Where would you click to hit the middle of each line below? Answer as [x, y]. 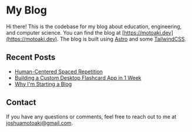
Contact [21, 102]
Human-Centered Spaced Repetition [58, 72]
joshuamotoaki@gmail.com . [40, 123]
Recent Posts [31, 57]
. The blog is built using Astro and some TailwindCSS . [122, 39]
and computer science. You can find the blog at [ [65, 32]
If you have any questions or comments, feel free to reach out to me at [91, 116]
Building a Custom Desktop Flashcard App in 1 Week [78, 77]
